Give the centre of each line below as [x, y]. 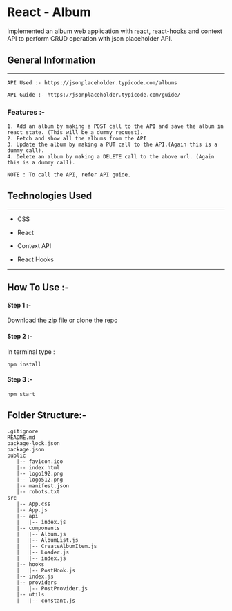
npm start [21, 394]
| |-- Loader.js [43, 552]
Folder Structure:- [47, 415]
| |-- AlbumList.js [47, 540]
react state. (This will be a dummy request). [75, 133]
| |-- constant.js [46, 601]
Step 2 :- [20, 337]
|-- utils [30, 594]
